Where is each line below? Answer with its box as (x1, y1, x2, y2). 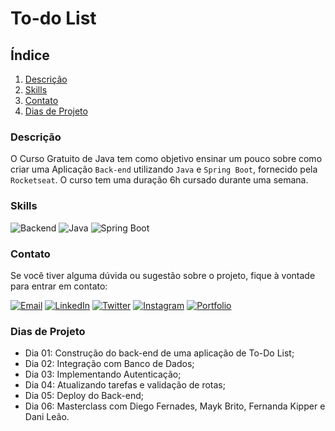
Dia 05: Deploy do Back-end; (24, 390, 144, 402)
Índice (10, 47, 50, 64)
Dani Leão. (24, 411, 70, 423)
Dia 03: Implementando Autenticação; (24, 368, 182, 381)
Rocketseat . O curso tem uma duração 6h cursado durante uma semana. (10, 174, 309, 186)
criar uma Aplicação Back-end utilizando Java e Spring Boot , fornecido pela (10, 163, 318, 176)
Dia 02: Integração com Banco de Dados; (24, 358, 195, 370)
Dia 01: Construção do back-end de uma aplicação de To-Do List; (24, 347, 295, 359)
